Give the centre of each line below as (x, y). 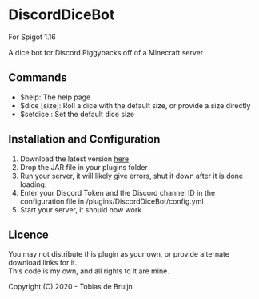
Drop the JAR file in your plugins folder (84, 167)
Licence (29, 234)
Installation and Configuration (84, 139)
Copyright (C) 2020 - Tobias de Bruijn (71, 287)
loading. (33, 184)
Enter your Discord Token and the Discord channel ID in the (118, 192)
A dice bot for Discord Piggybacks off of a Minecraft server (106, 52)
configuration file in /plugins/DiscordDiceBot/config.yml (112, 201)
